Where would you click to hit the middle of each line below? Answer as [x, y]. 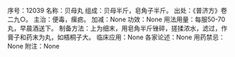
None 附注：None [33, 46]
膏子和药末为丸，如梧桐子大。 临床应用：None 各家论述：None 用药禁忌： [116, 37]
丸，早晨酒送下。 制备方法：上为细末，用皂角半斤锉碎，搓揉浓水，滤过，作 [117, 28]
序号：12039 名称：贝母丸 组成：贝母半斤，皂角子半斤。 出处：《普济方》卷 [117, 10]
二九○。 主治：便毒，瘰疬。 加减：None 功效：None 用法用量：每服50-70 [116, 19]
